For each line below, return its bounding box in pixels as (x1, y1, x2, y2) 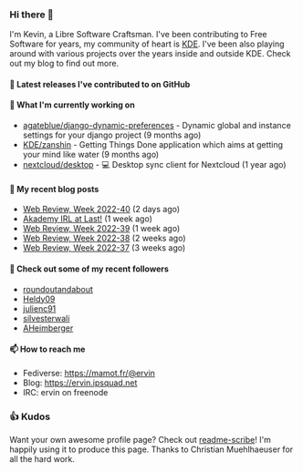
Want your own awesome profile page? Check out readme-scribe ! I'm (9, 435, 272, 445)
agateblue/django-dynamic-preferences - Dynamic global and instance (22, 120, 292, 131)
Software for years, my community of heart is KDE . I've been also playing (9, 38, 285, 49)
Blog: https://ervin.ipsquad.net (22, 377, 138, 388)
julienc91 (22, 303, 57, 313)
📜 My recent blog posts (9, 183, 99, 194)
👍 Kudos (9, 410, 51, 423)
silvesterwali (22, 313, 70, 323)
